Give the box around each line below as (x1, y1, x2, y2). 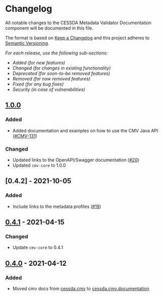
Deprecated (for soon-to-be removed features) (12, 70, 111, 76)
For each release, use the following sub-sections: (5, 50, 108, 56)
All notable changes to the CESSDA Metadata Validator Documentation (5, 20, 152, 26)
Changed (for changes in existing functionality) (12, 65, 111, 71)
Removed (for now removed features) (12, 76, 91, 82)
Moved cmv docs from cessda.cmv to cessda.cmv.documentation (12, 285, 149, 291)
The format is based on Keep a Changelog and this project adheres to (5, 35, 150, 41)
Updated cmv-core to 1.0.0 (12, 162, 66, 168)
